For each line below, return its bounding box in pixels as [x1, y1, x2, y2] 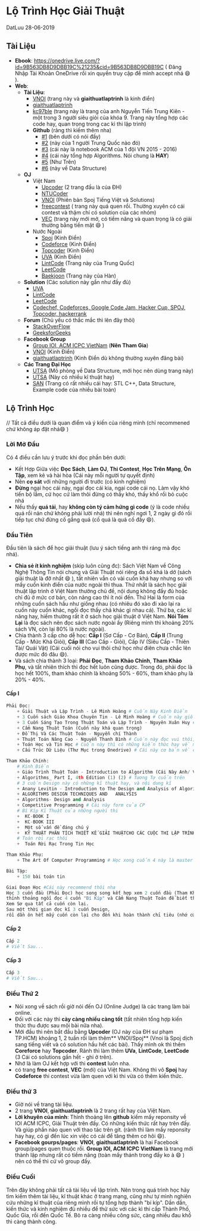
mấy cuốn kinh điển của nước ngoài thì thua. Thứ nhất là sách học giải [14, 581, 187, 588]
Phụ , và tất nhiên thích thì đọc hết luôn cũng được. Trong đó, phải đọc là [14, 663, 192, 671]
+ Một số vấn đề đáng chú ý [17, 824, 89, 830]
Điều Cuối [6, 1173, 36, 1181]
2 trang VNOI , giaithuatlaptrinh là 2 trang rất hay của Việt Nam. [14, 1107, 171, 1114]
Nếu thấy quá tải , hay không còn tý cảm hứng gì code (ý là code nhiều [14, 503, 190, 510]
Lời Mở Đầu [6, 440, 40, 448]
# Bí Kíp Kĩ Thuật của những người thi [17, 808, 118, 814]
